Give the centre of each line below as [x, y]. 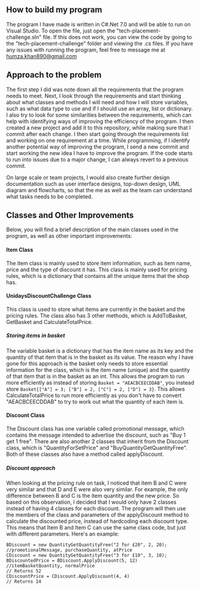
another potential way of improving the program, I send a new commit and [98, 147]
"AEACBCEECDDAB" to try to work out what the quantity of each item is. [95, 401]
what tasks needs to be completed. [49, 196]
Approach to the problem [54, 75]
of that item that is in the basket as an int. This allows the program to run [96, 376]
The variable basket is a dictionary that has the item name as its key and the [100, 350]
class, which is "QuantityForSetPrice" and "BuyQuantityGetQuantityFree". [97, 448]
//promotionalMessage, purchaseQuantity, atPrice [69, 550]
